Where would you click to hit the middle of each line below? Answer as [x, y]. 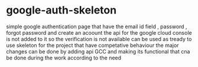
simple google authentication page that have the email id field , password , [97, 26]
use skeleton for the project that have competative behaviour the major [92, 45]
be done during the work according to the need [64, 58]
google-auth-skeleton [61, 10]
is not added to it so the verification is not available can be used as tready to [99, 39]
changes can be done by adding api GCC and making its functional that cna [98, 51]
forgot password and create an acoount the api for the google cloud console [99, 32]
